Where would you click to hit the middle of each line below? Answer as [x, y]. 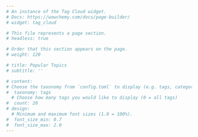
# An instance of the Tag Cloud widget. [57, 11]
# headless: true [27, 39]
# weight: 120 [24, 55]
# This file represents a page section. [57, 33]
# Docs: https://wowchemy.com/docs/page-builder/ [68, 17]
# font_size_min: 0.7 [34, 119]
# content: [19, 81]
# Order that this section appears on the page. [67, 49]
